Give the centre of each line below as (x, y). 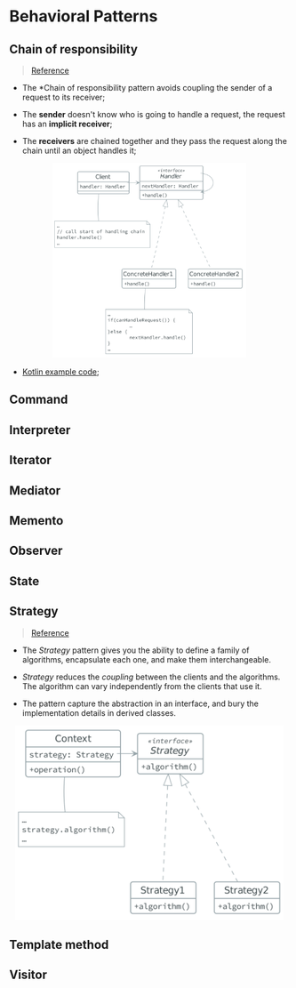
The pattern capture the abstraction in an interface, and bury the (140, 703)
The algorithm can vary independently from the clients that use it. (142, 686)
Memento (36, 521)
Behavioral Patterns (84, 16)
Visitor (28, 975)
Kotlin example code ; (60, 372)
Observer (36, 551)
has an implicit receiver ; (67, 124)
